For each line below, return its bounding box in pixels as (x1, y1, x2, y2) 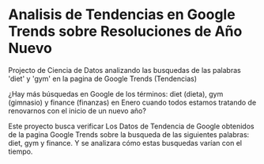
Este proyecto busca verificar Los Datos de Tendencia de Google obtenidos (8, 121, 255, 131)
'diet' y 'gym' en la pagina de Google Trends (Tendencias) (8, 74, 198, 83)
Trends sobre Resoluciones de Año (8, 22, 243, 40)
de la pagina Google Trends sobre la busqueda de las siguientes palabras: (8, 129, 250, 139)
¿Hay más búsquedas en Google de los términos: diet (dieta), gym (8, 89, 224, 98)
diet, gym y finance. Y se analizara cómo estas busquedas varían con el (8, 138, 243, 147)
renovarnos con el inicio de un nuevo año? (8, 105, 146, 116)
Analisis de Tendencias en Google (8, 6, 236, 24)
